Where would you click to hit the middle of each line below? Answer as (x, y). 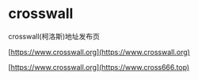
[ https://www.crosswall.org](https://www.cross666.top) (99, 67)
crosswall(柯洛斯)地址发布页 (54, 36)
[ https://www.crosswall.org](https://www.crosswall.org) (99, 52)
